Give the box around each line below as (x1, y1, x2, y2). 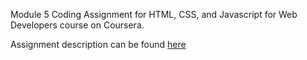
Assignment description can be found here (10, 39, 187, 50)
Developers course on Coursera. (10, 19, 145, 31)
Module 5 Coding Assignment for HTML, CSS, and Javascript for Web (10, 9, 298, 20)
